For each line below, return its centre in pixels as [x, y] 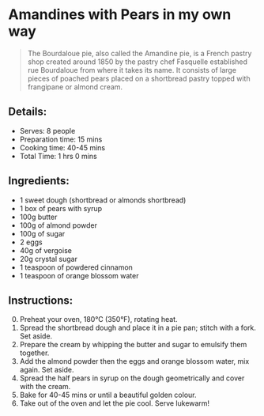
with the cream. [45, 387]
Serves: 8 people [47, 130]
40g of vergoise [46, 250]
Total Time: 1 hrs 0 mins [58, 156]
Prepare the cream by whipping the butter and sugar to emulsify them [133, 345]
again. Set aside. [47, 370]
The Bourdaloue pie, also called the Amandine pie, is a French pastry [140, 53]
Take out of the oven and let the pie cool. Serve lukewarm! [115, 403]
